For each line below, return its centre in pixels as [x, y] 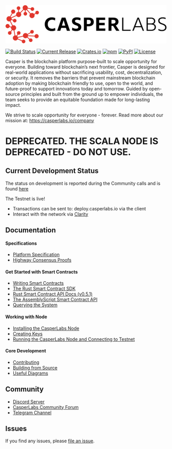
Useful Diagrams [30, 373]
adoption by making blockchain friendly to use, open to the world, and [79, 83]
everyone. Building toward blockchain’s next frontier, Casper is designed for [85, 67]
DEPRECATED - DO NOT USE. [68, 152]
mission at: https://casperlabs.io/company [50, 120]
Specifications [21, 243]
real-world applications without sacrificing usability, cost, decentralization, [84, 72]
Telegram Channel [32, 413]
